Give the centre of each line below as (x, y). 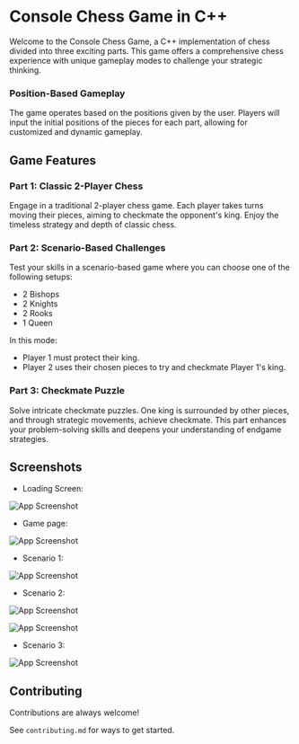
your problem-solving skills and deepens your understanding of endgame (145, 430)
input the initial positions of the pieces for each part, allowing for (129, 122)
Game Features (53, 160)
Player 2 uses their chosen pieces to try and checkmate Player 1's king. (154, 368)
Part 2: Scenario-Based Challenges (88, 247)
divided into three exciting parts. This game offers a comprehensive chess (147, 50)
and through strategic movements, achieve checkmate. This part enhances (148, 420)
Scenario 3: (44, 645)
